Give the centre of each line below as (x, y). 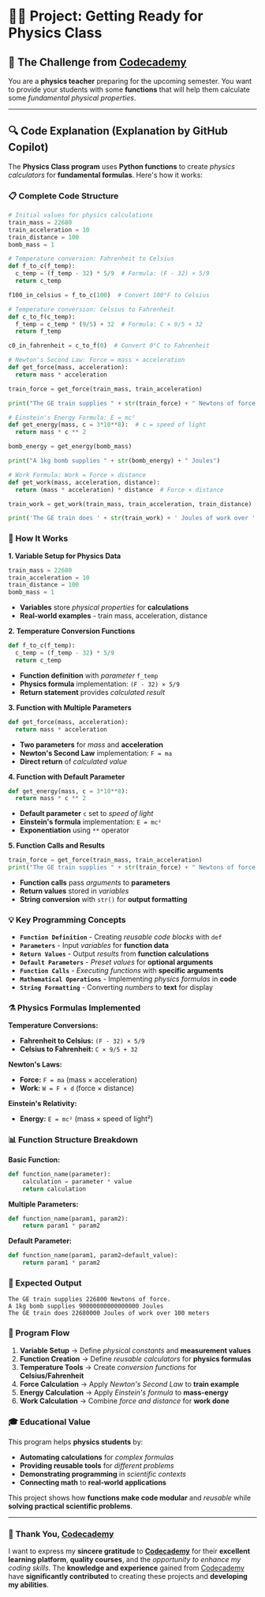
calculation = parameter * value (77, 1181)
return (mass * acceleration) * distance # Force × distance (119, 489)
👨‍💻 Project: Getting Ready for (106, 16)
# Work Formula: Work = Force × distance (77, 475)
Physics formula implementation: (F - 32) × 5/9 (99, 684)
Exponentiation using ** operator (75, 830)
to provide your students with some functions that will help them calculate (129, 89)
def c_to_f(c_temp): (42, 317)
